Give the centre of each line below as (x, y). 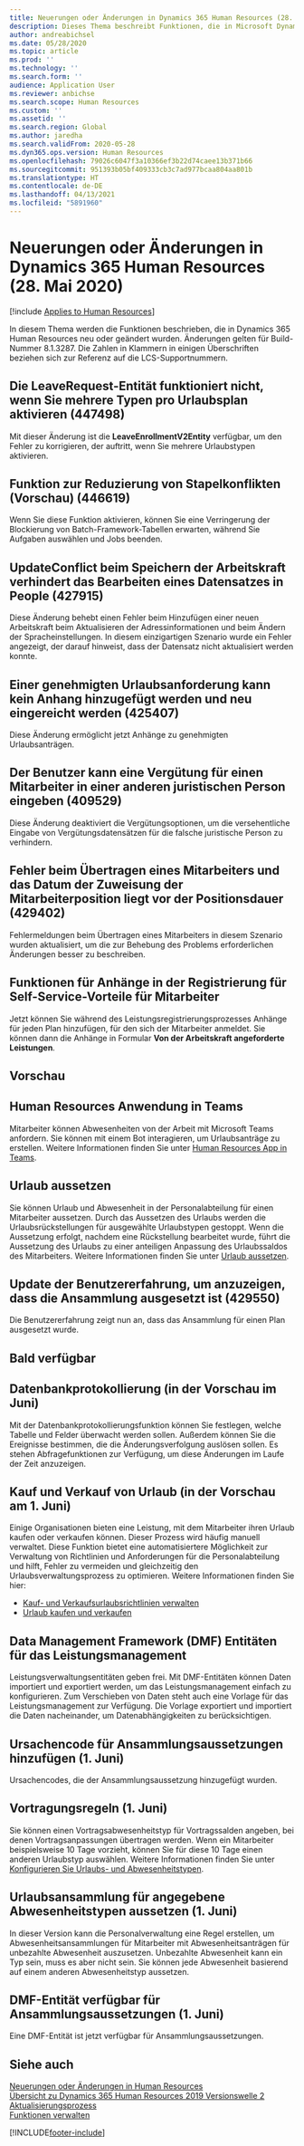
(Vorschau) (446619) (70, 498)
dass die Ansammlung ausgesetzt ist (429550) (145, 1298)
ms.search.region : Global (58, 128)
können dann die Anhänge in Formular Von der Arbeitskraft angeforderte (147, 1038)
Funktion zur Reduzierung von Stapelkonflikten (145, 484)
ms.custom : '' (36, 110)
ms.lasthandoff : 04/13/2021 (62, 195)
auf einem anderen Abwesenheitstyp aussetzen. (100, 1971)
